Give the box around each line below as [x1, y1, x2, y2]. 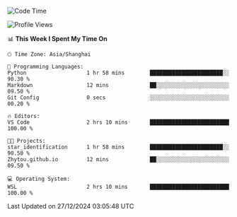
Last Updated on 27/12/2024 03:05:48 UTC [7, 202, 134, 210]
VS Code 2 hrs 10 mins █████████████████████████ [7, 119, 230, 126]
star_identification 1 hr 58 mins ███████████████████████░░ [7, 143, 230, 151]
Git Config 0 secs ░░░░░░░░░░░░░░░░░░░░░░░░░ [7, 94, 230, 101]
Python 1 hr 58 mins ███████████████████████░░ [7, 69, 230, 76]
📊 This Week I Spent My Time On [7, 35, 108, 42]
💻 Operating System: [7, 175, 71, 182]
